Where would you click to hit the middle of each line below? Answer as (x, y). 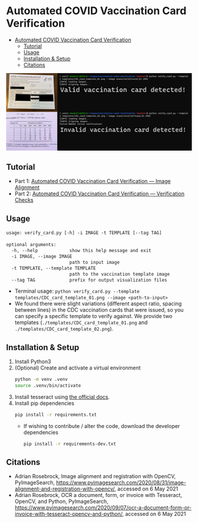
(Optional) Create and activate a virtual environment (77, 368)
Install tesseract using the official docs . (62, 397)
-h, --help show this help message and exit (81, 251)
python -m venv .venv (41, 380)
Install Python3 (33, 362)
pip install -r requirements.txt (56, 414)
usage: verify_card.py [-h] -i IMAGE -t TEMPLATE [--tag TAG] (84, 233)
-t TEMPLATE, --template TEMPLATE (54, 269)
